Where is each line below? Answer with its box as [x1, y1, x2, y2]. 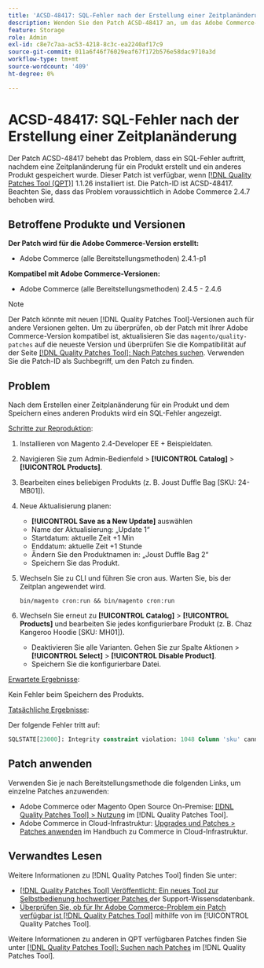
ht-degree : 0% [8, 70, 55, 78]
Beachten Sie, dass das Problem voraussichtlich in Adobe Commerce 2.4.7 [8, 186, 251, 196]
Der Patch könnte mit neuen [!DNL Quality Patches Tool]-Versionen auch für [8, 315, 255, 324]
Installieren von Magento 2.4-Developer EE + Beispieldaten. [19, 439, 214, 449]
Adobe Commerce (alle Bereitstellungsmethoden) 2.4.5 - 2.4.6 [19, 284, 222, 294]
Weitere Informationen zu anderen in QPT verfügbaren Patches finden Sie [8, 934, 247, 944]
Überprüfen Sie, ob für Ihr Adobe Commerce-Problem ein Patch [19, 902, 226, 911]
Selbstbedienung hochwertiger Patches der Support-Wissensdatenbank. [19, 893, 255, 904]
